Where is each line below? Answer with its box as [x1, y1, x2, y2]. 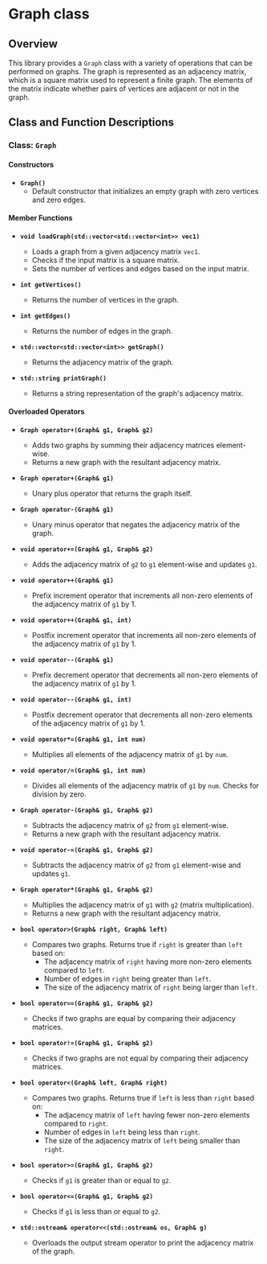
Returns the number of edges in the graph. [31, 326, 173, 336]
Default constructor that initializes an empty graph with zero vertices [31, 186, 259, 196]
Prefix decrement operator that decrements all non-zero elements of [31, 669, 258, 680]
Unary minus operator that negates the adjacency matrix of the [31, 520, 241, 529]
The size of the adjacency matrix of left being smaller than [43, 1135, 241, 1145]
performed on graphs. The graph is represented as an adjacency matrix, [8, 67, 247, 76]
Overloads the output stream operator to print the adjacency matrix [31, 1237, 254, 1247]
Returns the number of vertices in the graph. [31, 294, 179, 304]
